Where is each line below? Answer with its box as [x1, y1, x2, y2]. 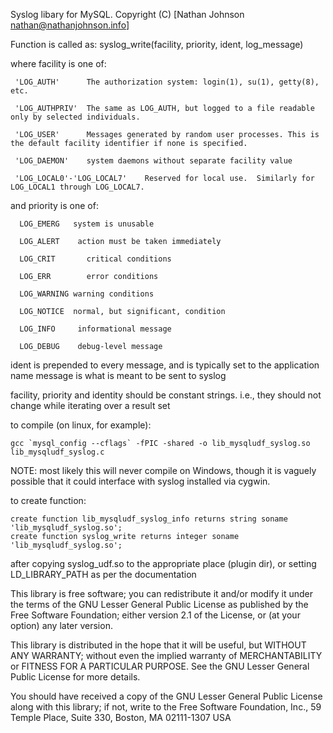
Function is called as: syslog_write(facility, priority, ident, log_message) [10, 39, 304, 50]
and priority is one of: [10, 200, 99, 211]
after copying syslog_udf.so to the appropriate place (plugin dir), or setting [10, 558, 317, 569]
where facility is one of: [10, 58, 107, 69]
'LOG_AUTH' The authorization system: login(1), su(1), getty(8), [14, 77, 320, 87]
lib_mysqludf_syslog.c [10, 447, 105, 457]
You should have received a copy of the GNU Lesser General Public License [10, 690, 323, 702]
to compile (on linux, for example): [10, 419, 152, 431]
